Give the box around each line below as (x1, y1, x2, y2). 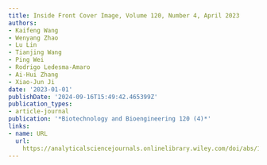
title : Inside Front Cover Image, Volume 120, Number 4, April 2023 (8, 11, 240, 20)
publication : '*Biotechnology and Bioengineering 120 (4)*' (8, 115, 212, 123)
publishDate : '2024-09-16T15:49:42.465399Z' (8, 93, 158, 101)
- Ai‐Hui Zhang (8, 71, 59, 79)
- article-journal (8, 108, 69, 116)
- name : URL (8, 129, 48, 137)
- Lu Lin (8, 41, 37, 49)
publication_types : (8, 100, 73, 108)
